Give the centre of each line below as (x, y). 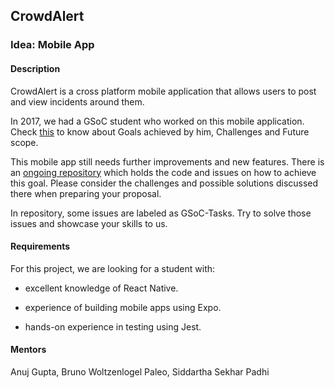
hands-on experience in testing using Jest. (113, 326)
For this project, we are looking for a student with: (113, 268)
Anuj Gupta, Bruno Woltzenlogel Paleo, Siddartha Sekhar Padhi (140, 371)
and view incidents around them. (77, 101)
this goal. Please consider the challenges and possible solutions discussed (164, 183)
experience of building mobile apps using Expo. (123, 307)
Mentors (28, 350)
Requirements (40, 246)
